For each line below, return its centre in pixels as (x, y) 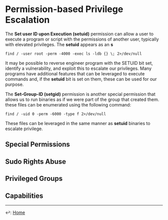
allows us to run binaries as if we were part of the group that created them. (82, 99)
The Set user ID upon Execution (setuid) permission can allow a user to (79, 34)
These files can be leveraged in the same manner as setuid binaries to (78, 123)
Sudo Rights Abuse (36, 161)
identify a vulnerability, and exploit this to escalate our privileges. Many (78, 68)
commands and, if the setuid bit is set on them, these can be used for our (81, 79)
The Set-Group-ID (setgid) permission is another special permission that (80, 94)
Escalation (27, 20)
